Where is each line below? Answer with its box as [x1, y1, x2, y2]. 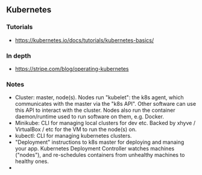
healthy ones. [14, 158, 49, 165]
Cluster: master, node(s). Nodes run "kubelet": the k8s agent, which [14, 94, 184, 101]
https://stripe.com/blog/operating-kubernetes [14, 65, 129, 72]
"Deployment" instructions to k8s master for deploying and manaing [14, 138, 185, 146]
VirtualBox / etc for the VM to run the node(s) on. [14, 126, 137, 133]
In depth [6, 51, 31, 60]
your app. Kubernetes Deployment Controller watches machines [14, 145, 175, 152]
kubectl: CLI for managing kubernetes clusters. [14, 132, 132, 140]
